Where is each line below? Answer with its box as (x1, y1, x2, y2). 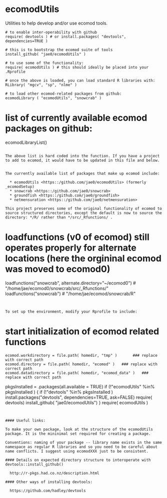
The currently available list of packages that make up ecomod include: (5, 171, 160, 176)
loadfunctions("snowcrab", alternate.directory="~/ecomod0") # (5, 280, 136, 286)
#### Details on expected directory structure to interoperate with (5, 457, 151, 462)
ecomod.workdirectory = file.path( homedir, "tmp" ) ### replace (5, 353, 157, 358)
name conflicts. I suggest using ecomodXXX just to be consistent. (5, 448, 149, 454)
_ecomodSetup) (5, 184, 35, 189)
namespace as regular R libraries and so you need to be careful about (5, 444, 157, 449)
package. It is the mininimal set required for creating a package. (5, 431, 151, 436)
